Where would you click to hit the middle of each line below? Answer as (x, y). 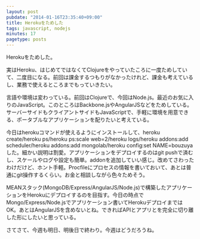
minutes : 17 (21, 34)
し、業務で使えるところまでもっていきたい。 (61, 85)
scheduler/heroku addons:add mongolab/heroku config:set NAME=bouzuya (99, 145)
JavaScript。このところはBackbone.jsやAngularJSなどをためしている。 (104, 105)
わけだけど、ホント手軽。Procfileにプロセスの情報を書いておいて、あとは (96, 167)
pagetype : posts (26, 39)
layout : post (22, 12)
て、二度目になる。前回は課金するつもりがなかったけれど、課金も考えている (100, 77)
